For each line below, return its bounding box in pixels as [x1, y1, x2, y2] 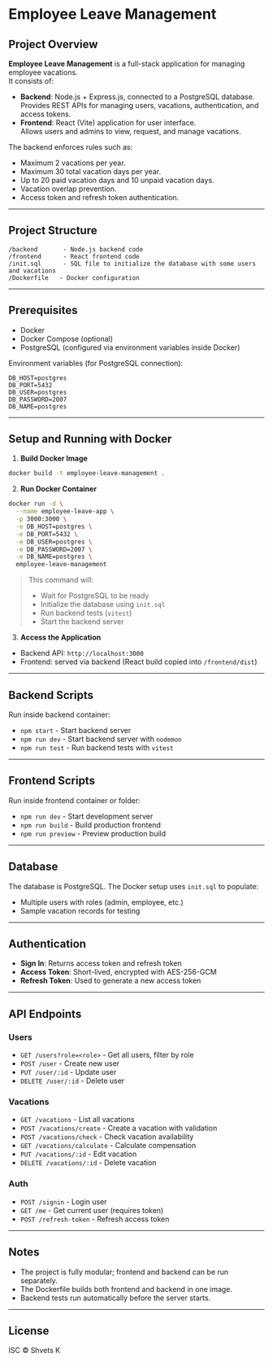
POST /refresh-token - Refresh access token [19, 1214, 170, 1224]
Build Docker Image [19, 453, 88, 464]
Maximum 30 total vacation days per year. [19, 167, 161, 176]
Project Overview [8, 37, 98, 51]
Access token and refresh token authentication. [19, 193, 180, 202]
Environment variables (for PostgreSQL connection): [8, 358, 184, 368]
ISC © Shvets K [8, 1346, 61, 1355]
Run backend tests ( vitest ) [40, 608, 132, 618]
